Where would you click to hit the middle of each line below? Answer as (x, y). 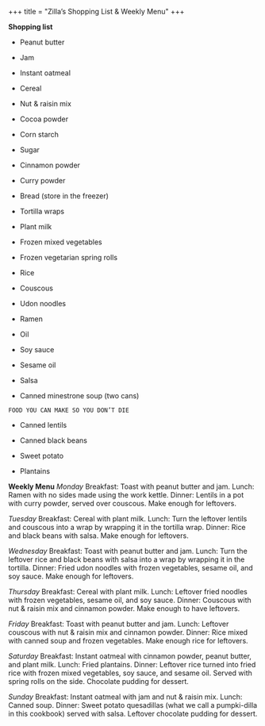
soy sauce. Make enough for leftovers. (71, 576)
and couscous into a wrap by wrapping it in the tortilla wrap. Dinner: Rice (127, 527)
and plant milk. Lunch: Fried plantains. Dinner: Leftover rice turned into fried (132, 665)
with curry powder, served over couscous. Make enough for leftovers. (122, 503)
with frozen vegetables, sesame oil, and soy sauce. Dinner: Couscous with (130, 600)
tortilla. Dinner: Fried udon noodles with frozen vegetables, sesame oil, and (131, 568)
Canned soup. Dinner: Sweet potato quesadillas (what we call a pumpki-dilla (133, 705)
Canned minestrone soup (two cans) (79, 396)
